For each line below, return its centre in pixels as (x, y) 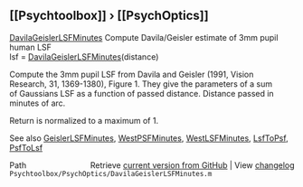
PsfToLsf (26, 147)
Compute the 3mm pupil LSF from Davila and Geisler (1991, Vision (132, 74)
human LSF (31, 47)
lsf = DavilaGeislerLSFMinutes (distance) (84, 56)
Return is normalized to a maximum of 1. (84, 120)
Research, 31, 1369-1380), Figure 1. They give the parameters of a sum (141, 84)
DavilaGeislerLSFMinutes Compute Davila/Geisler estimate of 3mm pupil (144, 37)
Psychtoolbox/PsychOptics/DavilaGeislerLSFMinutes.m (111, 173)
